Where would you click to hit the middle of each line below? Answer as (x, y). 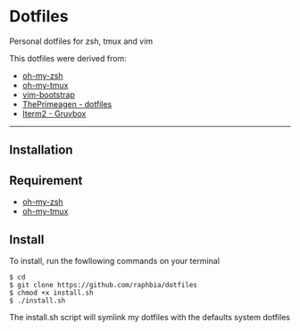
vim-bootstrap (49, 95)
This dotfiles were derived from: (68, 58)
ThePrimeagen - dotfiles (67, 103)
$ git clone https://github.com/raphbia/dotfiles (104, 285)
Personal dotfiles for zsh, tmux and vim (81, 41)
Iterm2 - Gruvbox (54, 113)
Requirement (46, 180)
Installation (41, 150)
